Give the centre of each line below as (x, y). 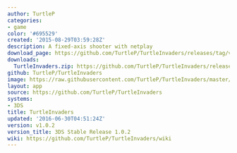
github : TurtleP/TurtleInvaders (55, 73)
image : (17, 79)
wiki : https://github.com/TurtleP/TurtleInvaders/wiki (90, 138)
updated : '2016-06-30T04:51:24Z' (56, 118)
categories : (25, 20)
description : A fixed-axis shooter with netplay (80, 47)
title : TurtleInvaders (41, 112)
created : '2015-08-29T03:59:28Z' (56, 40)
